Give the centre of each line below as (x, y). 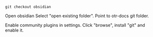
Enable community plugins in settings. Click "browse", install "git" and (75, 25)
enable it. (14, 30)
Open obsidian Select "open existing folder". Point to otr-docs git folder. (77, 16)
